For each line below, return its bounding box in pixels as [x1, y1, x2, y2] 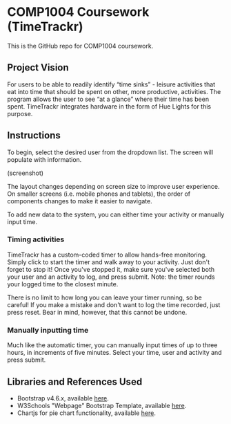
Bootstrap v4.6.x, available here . [17, 394, 109, 402]
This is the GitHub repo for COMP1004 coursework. [7, 42, 154, 50]
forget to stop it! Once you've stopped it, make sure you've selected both [7, 265, 215, 273]
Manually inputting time [7, 325, 89, 335]
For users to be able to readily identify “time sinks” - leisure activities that [7, 80, 216, 89]
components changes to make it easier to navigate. [7, 196, 153, 205]
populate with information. [7, 155, 82, 163]
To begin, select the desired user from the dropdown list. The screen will [7, 148, 214, 156]
